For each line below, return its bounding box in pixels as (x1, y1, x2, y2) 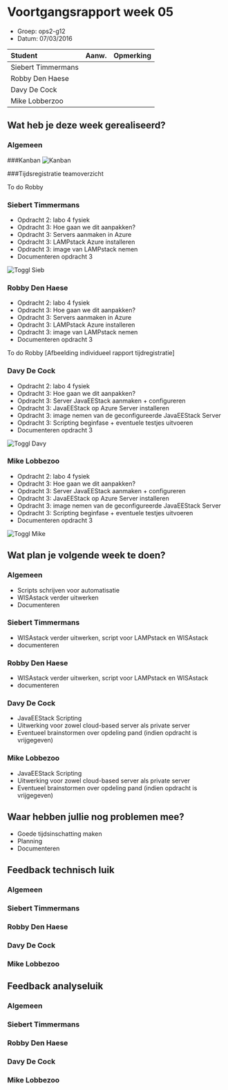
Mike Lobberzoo (10, 96, 64, 106)
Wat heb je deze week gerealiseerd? (7, 119, 166, 131)
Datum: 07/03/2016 (17, 34, 73, 42)
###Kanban (7, 156, 41, 164)
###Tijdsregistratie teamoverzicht (7, 169, 104, 178)
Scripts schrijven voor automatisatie (17, 586, 120, 594)
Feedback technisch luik (7, 864, 115, 876)
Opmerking (113, 50, 152, 60)
